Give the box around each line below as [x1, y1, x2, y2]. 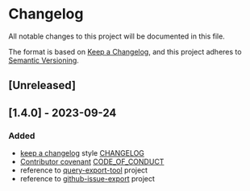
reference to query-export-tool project [19, 165, 148, 175]
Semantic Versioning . [8, 55, 79, 65]
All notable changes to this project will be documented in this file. [8, 31, 226, 41]
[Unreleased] [8, 79, 77, 92]
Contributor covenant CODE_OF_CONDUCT [19, 157, 165, 167]
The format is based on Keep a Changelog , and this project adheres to [8, 47, 242, 56]
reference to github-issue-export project [19, 174, 156, 184]
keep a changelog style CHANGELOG [19, 148, 145, 158]
